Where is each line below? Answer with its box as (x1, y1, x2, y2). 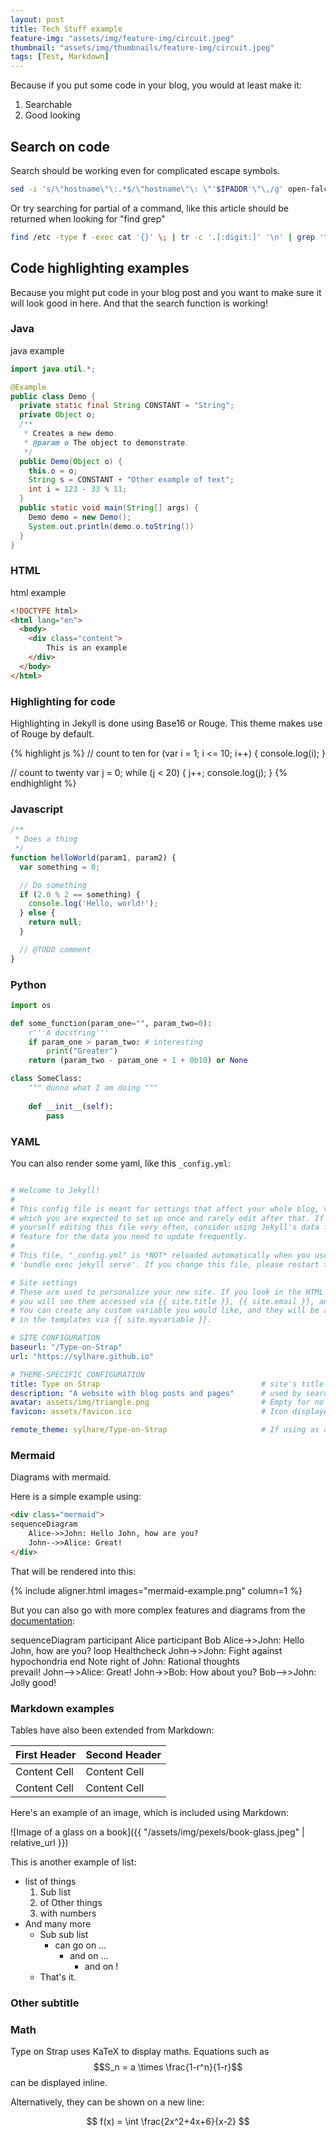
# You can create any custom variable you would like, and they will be (10, 1306, 320, 1316)
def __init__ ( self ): (28, 1101, 114, 1111)
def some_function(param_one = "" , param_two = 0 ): (10, 1018, 213, 1028)
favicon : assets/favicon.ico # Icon (10, 1407, 288, 1417)
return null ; (28, 917, 83, 928)
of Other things (39, 1897, 103, 1908)
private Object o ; (19, 410, 97, 420)
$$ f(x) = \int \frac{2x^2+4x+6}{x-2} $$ (86, 2116, 250, 2128)
